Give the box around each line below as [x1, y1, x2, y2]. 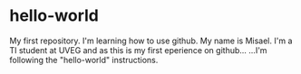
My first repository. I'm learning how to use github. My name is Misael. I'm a [9, 35, 293, 46]
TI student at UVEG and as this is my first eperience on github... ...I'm [9, 44, 267, 55]
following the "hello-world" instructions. [9, 54, 159, 65]
